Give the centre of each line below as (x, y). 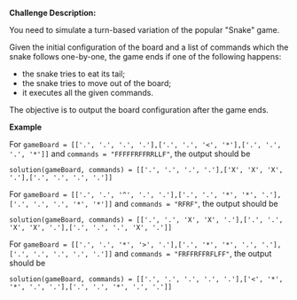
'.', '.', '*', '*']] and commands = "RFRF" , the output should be (155, 204)
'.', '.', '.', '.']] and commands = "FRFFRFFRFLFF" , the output (152, 253)
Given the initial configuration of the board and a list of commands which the (149, 47)
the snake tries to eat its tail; (74, 74)
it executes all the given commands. (87, 93)
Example (26, 127)
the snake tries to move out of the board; (96, 83)
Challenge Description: (53, 13)
